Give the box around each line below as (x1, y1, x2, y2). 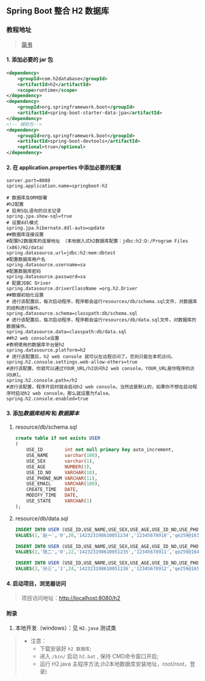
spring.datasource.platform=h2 (6, 347, 86, 353)
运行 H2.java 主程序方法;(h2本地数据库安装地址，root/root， (39, 660, 190, 668)
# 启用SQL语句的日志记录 (6, 208, 61, 214)
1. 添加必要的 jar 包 (6, 56, 53, 63)
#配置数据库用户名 (6, 257, 46, 263)
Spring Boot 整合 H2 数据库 (6, 6, 109, 17)
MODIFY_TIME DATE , (26, 492, 79, 499)
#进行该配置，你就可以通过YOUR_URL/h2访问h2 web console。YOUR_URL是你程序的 (6, 366, 190, 372)
